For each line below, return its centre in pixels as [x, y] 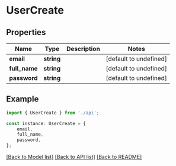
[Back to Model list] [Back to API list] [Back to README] [74, 157]
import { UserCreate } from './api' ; [53, 113]
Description [83, 49]
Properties [26, 32]
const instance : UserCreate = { [46, 123]
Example [23, 99]
